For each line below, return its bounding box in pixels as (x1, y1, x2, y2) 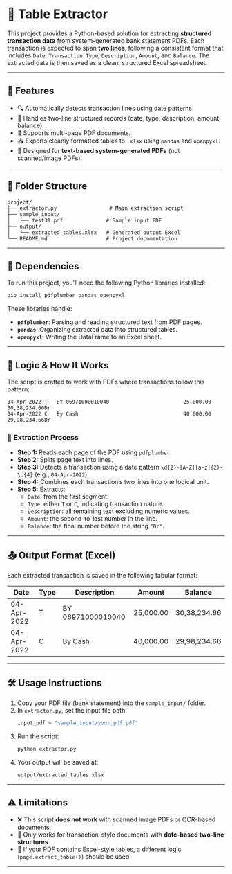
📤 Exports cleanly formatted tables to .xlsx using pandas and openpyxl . (17, 136, 221, 145)
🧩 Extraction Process (7, 432, 79, 442)
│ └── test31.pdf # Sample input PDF (7, 217, 162, 224)
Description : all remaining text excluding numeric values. (27, 507, 191, 515)
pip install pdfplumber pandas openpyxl (7, 292, 126, 299)
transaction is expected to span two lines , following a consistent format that (7, 44, 224, 52)
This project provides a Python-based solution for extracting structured (7, 29, 212, 37)
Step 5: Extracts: (17, 485, 66, 494)
